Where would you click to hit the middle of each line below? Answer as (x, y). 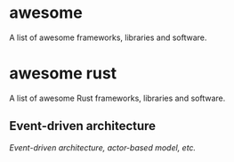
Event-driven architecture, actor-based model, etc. (103, 147)
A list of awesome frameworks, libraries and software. (108, 37)
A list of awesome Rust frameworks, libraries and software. (117, 98)
